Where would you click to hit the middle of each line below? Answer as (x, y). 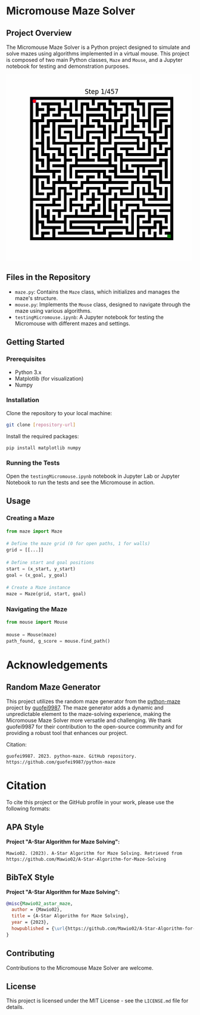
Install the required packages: (43, 436)
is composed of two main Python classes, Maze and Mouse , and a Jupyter (94, 60)
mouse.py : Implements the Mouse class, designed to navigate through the (102, 304)
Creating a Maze (30, 518)
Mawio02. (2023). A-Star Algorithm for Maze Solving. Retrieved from (94, 853)
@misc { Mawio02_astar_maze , (40, 904)
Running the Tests (33, 463)
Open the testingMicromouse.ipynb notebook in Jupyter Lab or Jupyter (93, 476)
